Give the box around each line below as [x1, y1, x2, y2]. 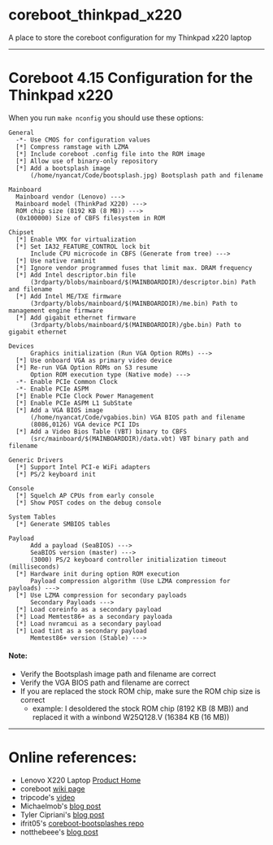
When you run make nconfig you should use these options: [8, 112, 205, 123]
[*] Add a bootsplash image [15, 164, 111, 172]
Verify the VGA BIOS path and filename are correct [19, 677, 190, 688]
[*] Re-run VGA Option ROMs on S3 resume [15, 364, 158, 372]
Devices [8, 342, 35, 351]
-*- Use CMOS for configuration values [15, 136, 151, 144]
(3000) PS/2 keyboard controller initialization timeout [29, 555, 227, 564]
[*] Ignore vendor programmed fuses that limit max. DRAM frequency [15, 264, 253, 272]
